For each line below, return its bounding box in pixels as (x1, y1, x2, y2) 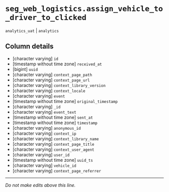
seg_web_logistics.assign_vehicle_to (5, 4, 163, 14)
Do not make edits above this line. (5, 182, 76, 188)
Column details (5, 42, 54, 51)
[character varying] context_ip (12, 130, 76, 136)
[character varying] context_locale (12, 87, 86, 93)
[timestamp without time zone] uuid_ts (12, 157, 93, 163)
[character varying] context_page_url (12, 77, 90, 83)
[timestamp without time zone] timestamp (12, 120, 98, 126)
